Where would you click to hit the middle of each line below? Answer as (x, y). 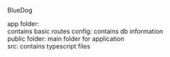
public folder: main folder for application (66, 39)
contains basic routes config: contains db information (85, 31)
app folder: (23, 24)
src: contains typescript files (49, 46)
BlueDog (20, 10)
